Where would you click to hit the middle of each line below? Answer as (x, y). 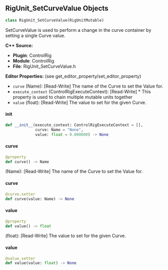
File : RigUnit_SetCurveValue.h (44, 66)
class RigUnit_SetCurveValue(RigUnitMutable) (55, 20)
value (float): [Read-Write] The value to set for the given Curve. (79, 102)
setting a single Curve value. (35, 35)
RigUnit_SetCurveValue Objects (57, 8)
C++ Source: (19, 45)
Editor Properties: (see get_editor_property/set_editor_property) (73, 76)
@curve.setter (20, 194)
